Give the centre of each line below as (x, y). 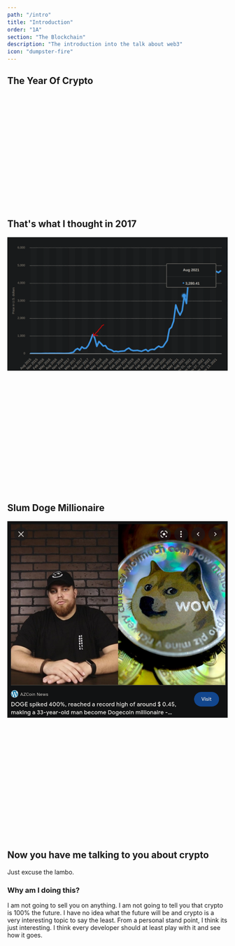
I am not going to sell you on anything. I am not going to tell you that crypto (115, 905)
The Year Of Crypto (50, 81)
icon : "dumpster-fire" (40, 52)
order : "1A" (24, 29)
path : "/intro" (29, 15)
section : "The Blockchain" (47, 37)
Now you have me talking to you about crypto (108, 855)
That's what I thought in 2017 (72, 224)
